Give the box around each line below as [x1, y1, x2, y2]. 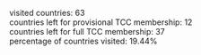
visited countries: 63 [9, 8, 85, 18]
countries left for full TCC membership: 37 [9, 27, 166, 36]
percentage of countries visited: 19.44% [9, 35, 158, 46]
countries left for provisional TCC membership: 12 [9, 17, 193, 27]
